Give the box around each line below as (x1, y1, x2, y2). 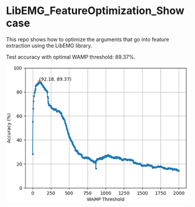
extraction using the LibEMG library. (6, 42, 92, 49)
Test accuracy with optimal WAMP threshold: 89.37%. (6, 53, 136, 60)
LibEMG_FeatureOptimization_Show (6, 4, 185, 18)
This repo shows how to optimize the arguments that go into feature (6, 36, 169, 43)
